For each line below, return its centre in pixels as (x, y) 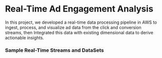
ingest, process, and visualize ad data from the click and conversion (73, 27)
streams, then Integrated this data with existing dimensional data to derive (79, 32)
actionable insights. (25, 38)
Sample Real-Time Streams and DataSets (54, 50)
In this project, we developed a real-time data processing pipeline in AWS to (81, 22)
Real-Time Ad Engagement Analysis (79, 9)
